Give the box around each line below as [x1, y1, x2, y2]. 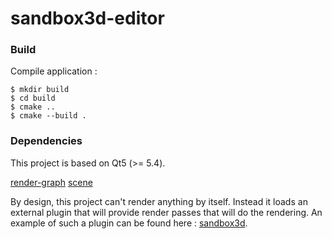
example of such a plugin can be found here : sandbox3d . [10, 217, 248, 229]
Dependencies [10, 134, 83, 148]
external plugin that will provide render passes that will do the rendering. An [10, 206, 323, 218]
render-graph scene [10, 176, 93, 188]
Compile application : [10, 65, 98, 77]
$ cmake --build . [10, 111, 87, 121]
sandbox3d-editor [10, 7, 165, 30]
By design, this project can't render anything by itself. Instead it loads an [10, 195, 308, 207]
